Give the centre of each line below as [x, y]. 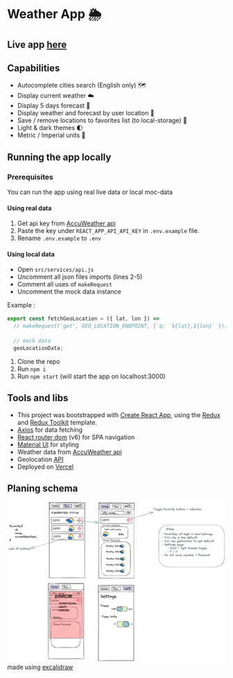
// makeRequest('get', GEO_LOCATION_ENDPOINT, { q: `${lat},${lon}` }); [121, 326]
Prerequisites [30, 177]
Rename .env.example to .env [59, 239]
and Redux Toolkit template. [57, 422]
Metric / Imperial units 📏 [51, 135]
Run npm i [32, 369]
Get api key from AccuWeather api [66, 223]
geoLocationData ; [38, 348]
